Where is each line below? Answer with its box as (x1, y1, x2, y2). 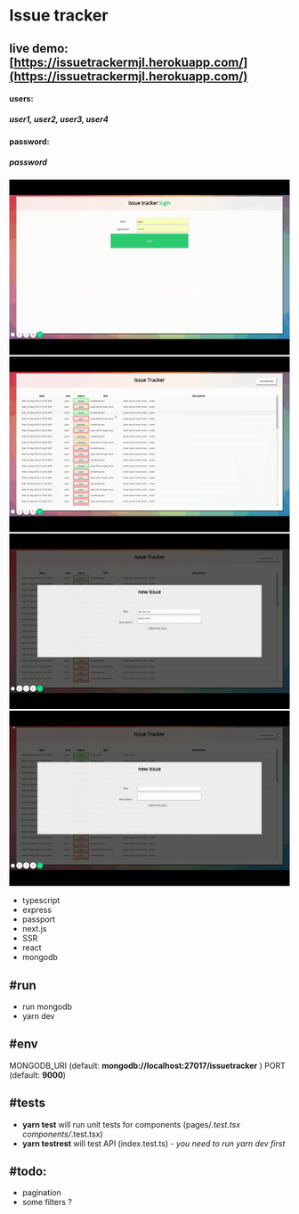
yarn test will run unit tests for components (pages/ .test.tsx (21, 1119, 241, 1129)
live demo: (9, 41, 69, 56)
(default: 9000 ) (9, 1070, 67, 1080)
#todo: (9, 1163, 47, 1178)
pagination (21, 1187, 62, 1198)
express (21, 905, 52, 916)
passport (21, 914, 56, 925)
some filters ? (21, 1197, 73, 1208)
